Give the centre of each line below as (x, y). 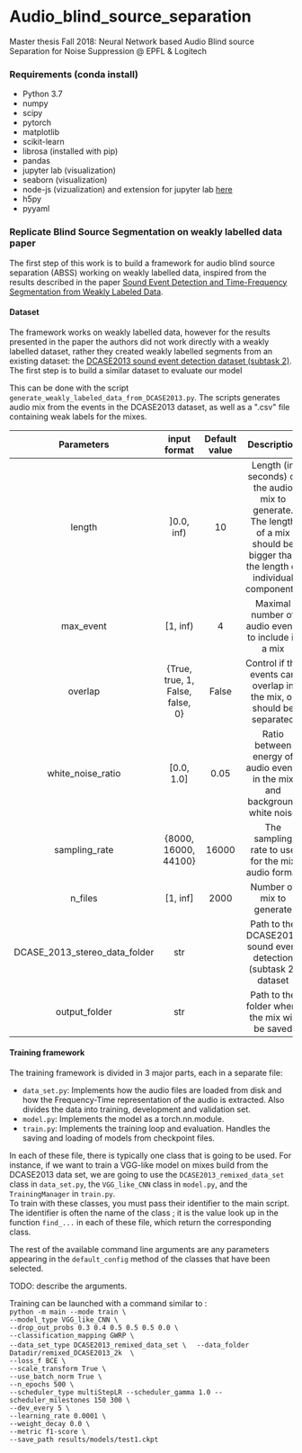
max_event (84, 625)
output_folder (84, 1011)
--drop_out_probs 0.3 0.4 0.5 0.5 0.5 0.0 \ (94, 1327)
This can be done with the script (69, 388)
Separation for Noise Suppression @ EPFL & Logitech (108, 50)
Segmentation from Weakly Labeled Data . (86, 291)
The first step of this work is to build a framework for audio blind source (142, 263)
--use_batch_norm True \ (56, 1377)
